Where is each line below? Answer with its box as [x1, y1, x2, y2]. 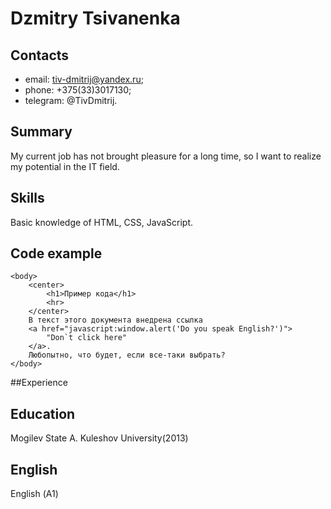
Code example [10, 245, 103, 262]
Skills [10, 190, 45, 207]
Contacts [10, 47, 70, 64]
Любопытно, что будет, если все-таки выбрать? [28, 350, 226, 361]
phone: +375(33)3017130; [24, 84, 132, 96]
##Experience [10, 377, 68, 389]
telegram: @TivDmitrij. [24, 95, 118, 106]
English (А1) [10, 488, 59, 500]
